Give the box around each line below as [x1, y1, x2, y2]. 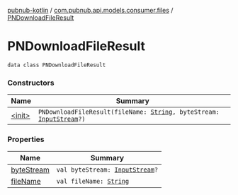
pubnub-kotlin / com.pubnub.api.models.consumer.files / [7, 6, 174, 14]
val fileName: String [56, 177, 130, 185]
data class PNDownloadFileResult [7, 61, 106, 69]
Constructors [7, 78, 55, 88]
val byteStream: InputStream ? [56, 165, 159, 174]
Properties [7, 134, 45, 144]
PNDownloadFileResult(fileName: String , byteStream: [38, 108, 220, 116]
